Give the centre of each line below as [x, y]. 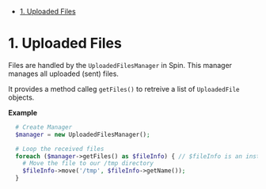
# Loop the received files [60, 149]
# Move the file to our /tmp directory [88, 164]
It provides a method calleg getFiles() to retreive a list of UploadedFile [124, 89]
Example [23, 112]
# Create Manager [44, 127]
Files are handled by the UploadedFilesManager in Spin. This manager [120, 65]
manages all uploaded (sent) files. [63, 74]
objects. [21, 97]
